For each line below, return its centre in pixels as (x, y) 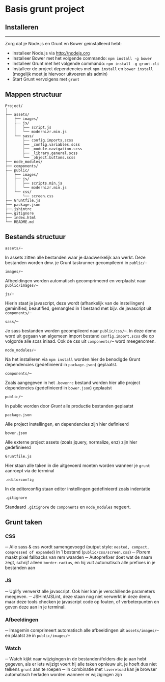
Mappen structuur (34, 95)
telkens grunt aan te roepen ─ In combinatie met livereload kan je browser (81, 669)
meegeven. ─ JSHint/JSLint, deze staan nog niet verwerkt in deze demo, (78, 596)
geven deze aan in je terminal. (35, 607)
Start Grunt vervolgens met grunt (46, 79)
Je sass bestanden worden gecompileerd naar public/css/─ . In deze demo (81, 330)
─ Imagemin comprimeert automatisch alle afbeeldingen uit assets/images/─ (82, 630)
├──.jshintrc (18, 209)
